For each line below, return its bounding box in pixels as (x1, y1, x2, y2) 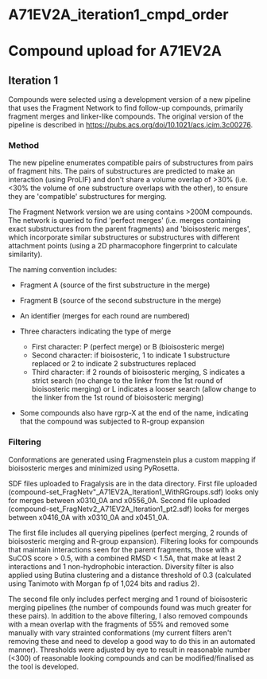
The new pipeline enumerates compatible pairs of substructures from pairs (8, 158, 253, 168)
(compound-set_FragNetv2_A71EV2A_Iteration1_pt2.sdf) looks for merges (8, 504, 250, 513)
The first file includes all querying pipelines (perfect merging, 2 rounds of (8, 528, 248, 537)
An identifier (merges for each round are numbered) (19, 311, 191, 321)
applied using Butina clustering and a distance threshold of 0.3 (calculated (8, 570, 252, 579)
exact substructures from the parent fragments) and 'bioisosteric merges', (8, 224, 251, 234)
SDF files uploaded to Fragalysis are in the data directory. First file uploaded (8, 478, 257, 488)
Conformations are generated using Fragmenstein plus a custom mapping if (8, 455, 256, 464)
